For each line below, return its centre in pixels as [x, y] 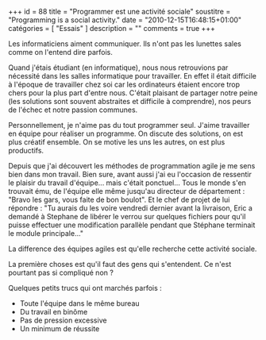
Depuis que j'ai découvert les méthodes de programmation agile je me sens [132, 166]
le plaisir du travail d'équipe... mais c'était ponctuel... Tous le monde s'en [127, 183]
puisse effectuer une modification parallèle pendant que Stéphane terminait [132, 225]
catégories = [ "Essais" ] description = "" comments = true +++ [112, 28]
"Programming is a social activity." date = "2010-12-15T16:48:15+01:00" [125, 20]
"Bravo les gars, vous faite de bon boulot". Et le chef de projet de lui [119, 199]
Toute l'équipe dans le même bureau [80, 303]
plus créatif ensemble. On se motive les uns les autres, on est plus [117, 142]
